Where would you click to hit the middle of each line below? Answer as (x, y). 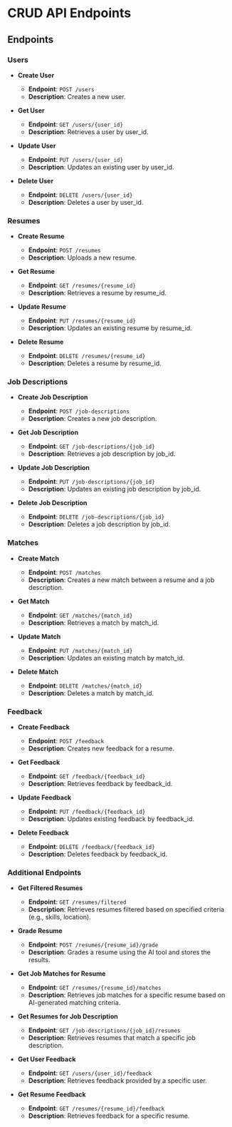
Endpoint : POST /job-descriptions (79, 411)
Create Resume (41, 236)
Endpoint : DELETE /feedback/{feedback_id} (91, 847)
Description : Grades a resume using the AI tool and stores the (120, 952)
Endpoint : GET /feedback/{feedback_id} (87, 776)
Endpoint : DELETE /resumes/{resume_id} (87, 356)
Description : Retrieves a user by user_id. (88, 132)
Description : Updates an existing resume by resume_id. (110, 328)
